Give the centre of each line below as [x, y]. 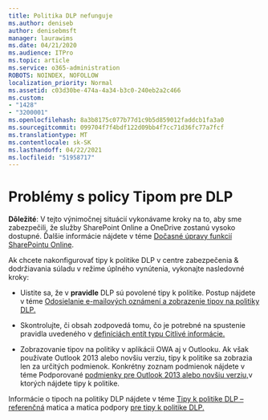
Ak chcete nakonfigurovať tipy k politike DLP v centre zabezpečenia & [124, 260]
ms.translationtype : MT [48, 135]
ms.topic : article [39, 61]
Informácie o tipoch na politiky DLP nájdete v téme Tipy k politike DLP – [126, 399]
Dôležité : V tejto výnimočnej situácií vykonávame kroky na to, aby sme [125, 219]
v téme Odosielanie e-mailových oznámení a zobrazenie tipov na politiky [140, 301]
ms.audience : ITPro [41, 53]
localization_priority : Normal [61, 83]
